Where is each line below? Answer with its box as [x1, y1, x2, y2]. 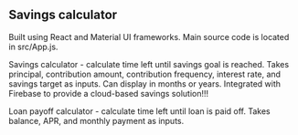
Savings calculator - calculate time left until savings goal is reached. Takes [8, 58, 290, 69]
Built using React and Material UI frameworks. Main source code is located [8, 31, 290, 42]
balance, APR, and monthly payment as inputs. [8, 115, 185, 126]
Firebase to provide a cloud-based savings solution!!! [8, 88, 209, 99]
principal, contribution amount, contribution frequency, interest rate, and [8, 68, 281, 79]
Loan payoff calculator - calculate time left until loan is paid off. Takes [8, 105, 271, 117]
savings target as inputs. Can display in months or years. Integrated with [8, 78, 281, 89]
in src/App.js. [8, 41, 59, 52]
